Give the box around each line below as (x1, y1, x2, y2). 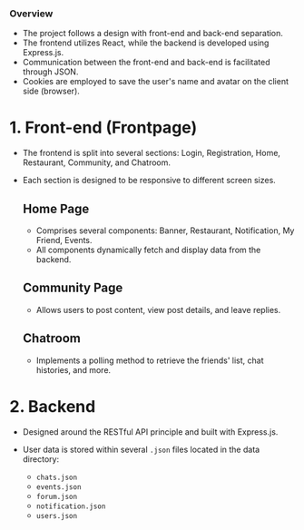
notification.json (35, 502, 106, 511)
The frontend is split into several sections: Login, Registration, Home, (22, 148, 281, 159)
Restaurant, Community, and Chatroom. (22, 157, 171, 168)
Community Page (22, 280, 123, 296)
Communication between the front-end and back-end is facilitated (22, 57, 270, 68)
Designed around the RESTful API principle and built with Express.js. (22, 426, 279, 437)
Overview (9, 7, 54, 20)
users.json (35, 511, 78, 520)
